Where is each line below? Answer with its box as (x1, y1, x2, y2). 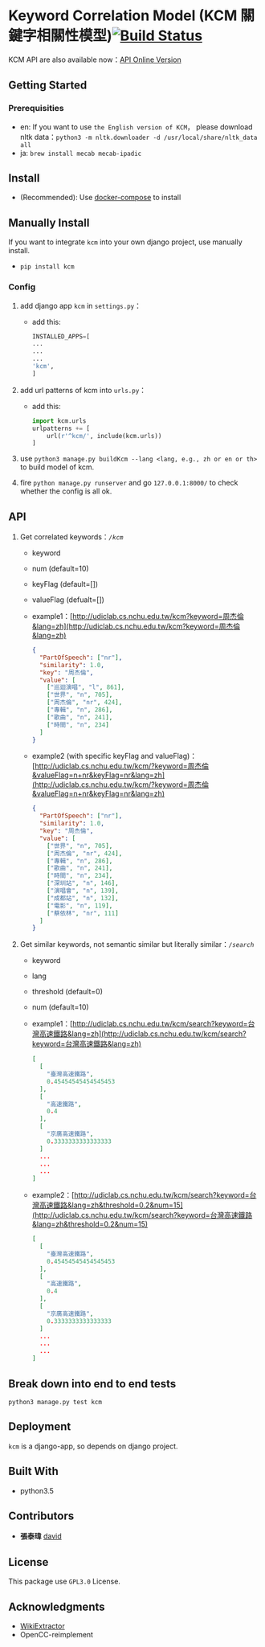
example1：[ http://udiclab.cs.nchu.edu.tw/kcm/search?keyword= (31, 1019, 248, 1029)
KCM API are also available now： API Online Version (8, 55, 182, 64)
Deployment (8, 1420, 71, 1434)
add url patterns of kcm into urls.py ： (19, 385, 147, 395)
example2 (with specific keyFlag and (31, 752, 154, 761)
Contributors (8, 1509, 75, 1522)
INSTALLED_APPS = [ (31, 332, 91, 341)
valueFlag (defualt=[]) (31, 595, 104, 604)
